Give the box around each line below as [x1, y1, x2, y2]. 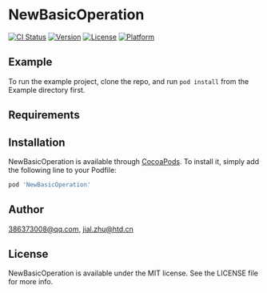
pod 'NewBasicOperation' [8, 180, 91, 189]
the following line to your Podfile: [8, 165, 118, 175]
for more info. [8, 277, 54, 287]
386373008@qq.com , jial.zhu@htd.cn [8, 224, 134, 234]
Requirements [8, 108, 80, 122]
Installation [8, 135, 66, 149]
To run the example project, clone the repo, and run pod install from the [8, 76, 249, 86]
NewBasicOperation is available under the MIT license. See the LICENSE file [8, 268, 258, 278]
